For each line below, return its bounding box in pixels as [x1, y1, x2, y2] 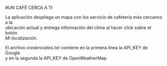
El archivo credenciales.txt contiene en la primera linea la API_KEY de [5, 45, 148, 50]
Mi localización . [5, 35, 38, 41]
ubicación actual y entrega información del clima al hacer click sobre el [5, 25, 152, 31]
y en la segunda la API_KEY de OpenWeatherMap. [5, 55, 108, 61]
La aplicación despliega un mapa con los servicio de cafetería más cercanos [5, 14, 163, 20]
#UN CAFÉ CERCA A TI [5, 5, 53, 10]
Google [5, 50, 20, 56]
